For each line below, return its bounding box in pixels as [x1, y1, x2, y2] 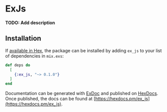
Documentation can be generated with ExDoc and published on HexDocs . [5, 90, 158, 96]
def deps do [5, 62, 30, 68]
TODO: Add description [5, 20, 55, 26]
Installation [5, 34, 41, 43]
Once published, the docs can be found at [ [5, 96, 96, 102]
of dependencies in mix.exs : [5, 53, 64, 59]
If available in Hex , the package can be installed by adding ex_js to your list [5, 47, 162, 53]
